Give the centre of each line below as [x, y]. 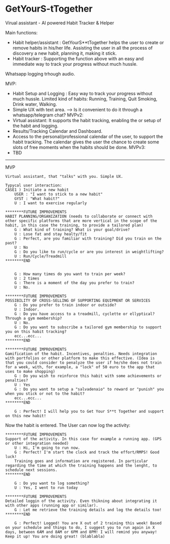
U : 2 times [27, 278]
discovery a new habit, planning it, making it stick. [65, 53]
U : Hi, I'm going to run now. [47, 448]
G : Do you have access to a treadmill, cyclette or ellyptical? [85, 314]
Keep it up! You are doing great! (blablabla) [55, 536]
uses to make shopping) [30, 371]
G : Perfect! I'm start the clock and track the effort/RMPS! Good [87, 452]
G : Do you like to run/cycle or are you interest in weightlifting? [89, 252]
